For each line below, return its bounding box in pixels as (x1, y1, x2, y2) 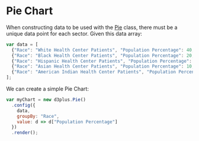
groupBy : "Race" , (17, 113, 60, 119)
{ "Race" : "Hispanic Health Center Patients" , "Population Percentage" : (11, 58, 192, 64)
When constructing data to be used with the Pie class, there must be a (6, 24, 178, 31)
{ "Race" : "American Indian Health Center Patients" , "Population (11, 69, 176, 75)
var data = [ (6, 41, 38, 47)
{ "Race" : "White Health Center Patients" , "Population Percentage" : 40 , (11, 47, 195, 53)
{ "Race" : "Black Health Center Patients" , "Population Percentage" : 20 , (11, 52, 195, 59)
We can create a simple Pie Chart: (6, 85, 89, 92)
